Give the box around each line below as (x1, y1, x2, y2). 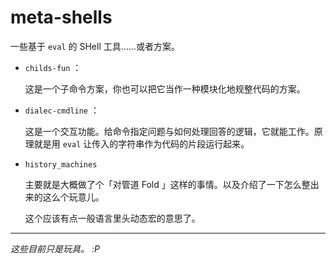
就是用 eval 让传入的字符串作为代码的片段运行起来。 (33, 137, 250, 150)
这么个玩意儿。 (42, 191, 105, 203)
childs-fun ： (24, 61, 82, 73)
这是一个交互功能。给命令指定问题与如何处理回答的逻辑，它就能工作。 (24, 125, 315, 137)
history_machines (24, 159, 98, 170)
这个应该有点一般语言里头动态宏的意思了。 (24, 212, 201, 224)
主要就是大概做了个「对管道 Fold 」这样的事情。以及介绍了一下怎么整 (24, 178, 311, 190)
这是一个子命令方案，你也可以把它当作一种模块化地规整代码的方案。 (24, 82, 306, 95)
